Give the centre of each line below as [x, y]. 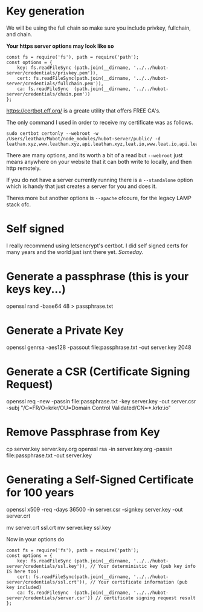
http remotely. [24, 168]
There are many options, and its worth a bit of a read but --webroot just [95, 155]
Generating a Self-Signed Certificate [100, 480]
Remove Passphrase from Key [83, 432]
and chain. [19, 34]
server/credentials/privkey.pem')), [52, 73]
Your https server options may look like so [60, 46]
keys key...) [36, 289]
